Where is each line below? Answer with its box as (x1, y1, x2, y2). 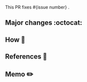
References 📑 (5, 52, 47, 61)
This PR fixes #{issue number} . (5, 4, 70, 10)
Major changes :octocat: (5, 18, 83, 27)
